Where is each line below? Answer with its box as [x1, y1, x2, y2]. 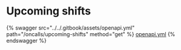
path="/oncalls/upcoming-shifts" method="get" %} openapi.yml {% [6, 30, 176, 37]
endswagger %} [6, 37, 47, 44]
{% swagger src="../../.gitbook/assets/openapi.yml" [6, 24, 135, 31]
